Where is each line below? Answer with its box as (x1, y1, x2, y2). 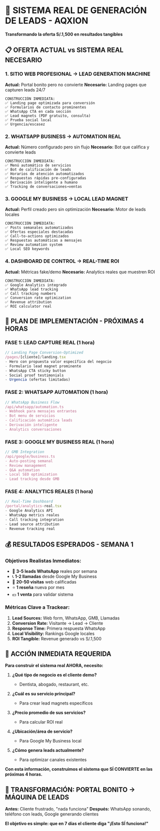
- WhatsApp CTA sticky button (5, 368, 66, 373)
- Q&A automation (5, 467, 40, 473)
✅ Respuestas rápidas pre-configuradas (5, 176, 86, 180)
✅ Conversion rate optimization (5, 295, 71, 300)
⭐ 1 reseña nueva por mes (12, 584, 64, 590)
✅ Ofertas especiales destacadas (5, 230, 74, 234)
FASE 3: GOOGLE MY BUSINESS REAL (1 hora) (5, 438, 114, 445)
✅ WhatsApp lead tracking (5, 287, 58, 292)
